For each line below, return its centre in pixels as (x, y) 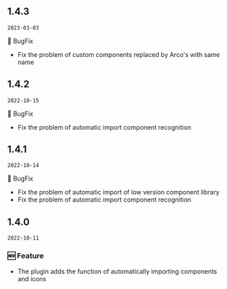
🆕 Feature (26, 256)
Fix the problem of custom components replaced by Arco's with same (119, 54)
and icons (32, 278)
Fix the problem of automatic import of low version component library (118, 192)
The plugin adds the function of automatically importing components (117, 271)
